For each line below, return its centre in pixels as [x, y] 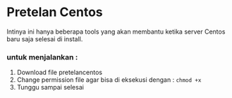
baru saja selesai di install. [45, 38]
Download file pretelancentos [60, 72]
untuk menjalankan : [42, 57]
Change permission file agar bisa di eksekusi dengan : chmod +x [109, 80]
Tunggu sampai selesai [50, 87]
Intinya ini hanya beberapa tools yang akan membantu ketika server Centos [116, 31]
